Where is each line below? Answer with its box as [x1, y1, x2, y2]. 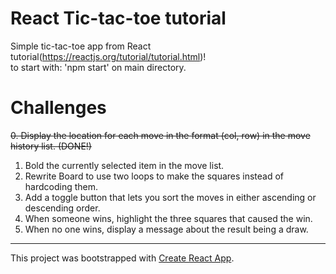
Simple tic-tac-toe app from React [10, 40, 152, 52]
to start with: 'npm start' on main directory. [10, 61, 187, 73]
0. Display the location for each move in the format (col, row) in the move [10, 129, 311, 141]
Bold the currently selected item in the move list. [24, 159, 225, 171]
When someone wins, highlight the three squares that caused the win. [24, 212, 313, 224]
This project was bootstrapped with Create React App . [10, 252, 235, 264]
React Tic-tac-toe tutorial [10, 7, 227, 30]
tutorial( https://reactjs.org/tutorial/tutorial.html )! [10, 50, 207, 62]
